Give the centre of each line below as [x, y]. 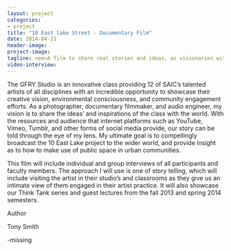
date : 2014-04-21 [32, 39]
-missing [20, 240]
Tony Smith [23, 226]
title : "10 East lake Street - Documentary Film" [80, 33]
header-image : [27, 45]
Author [17, 213]
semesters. [23, 199]
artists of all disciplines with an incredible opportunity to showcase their [109, 91]
